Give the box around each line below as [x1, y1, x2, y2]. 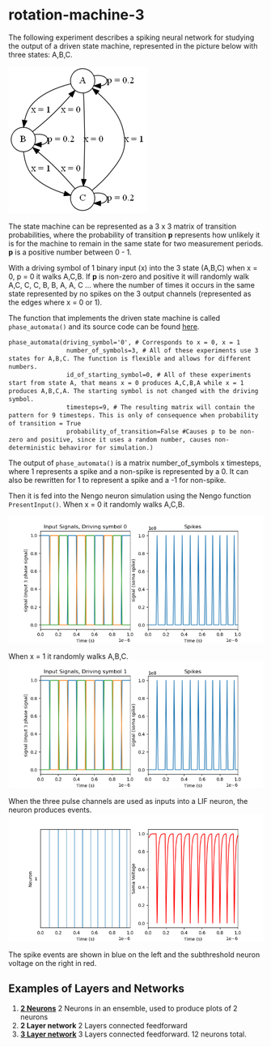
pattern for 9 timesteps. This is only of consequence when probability [8, 411, 259, 419]
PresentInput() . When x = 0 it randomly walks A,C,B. [8, 499, 185, 509]
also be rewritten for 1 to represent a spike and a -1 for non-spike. [8, 475, 227, 485]
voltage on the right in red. [8, 958, 97, 968]
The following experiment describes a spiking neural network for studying [8, 32, 255, 42]
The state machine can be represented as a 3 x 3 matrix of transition [8, 221, 237, 231]
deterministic [8, 443, 57, 451]
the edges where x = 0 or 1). [8, 297, 103, 307]
